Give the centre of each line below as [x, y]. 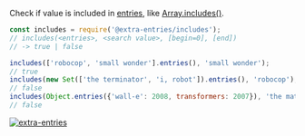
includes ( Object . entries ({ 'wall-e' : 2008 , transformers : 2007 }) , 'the [146, 97]
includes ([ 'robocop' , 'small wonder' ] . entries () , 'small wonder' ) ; [140, 63]
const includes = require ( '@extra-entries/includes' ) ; [115, 30]
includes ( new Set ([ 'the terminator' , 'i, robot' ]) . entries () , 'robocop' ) [152, 80]
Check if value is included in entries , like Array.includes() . [117, 13]
